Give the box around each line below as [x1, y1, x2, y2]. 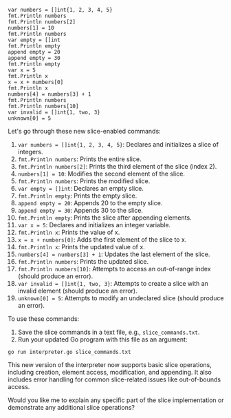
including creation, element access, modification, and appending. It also [8, 368, 212, 376]
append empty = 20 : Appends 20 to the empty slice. [17, 199, 163, 207]
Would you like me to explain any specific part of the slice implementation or [8, 396, 224, 404]
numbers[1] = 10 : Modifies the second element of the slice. [17, 169, 185, 178]
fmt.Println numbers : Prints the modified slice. [17, 177, 151, 185]
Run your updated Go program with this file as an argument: [17, 335, 188, 344]
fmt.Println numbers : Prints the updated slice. [17, 258, 149, 265]
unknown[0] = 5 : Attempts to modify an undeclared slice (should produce [17, 294, 224, 302]
